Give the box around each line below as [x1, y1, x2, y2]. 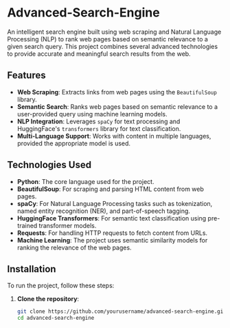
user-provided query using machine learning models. [16, 110, 168, 118]
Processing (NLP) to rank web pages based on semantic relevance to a [7, 34, 208, 43]
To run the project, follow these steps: [7, 281, 115, 290]
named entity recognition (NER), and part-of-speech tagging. [16, 207, 191, 215]
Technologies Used [7, 159, 91, 171]
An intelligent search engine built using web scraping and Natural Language [7, 28, 222, 36]
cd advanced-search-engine [16, 315, 95, 322]
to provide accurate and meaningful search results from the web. [7, 50, 191, 58]
